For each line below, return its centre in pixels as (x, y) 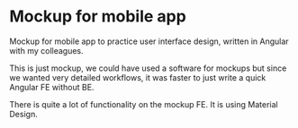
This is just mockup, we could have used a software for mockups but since (148, 68)
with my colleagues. (46, 50)
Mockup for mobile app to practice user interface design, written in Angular (149, 41)
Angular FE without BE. (52, 87)
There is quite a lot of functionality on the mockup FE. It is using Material (144, 104)
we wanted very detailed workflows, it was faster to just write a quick (138, 77)
